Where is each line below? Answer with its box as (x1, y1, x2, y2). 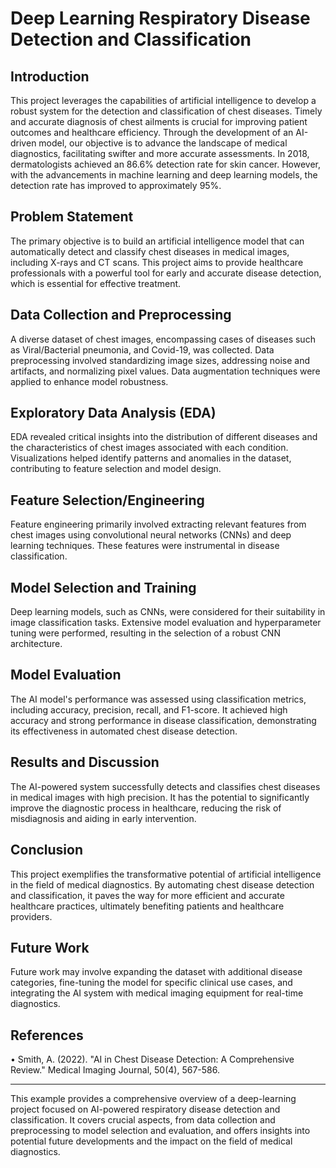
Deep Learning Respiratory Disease (10, 7, 311, 30)
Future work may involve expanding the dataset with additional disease (10, 966, 303, 978)
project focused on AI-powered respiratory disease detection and (10, 1103, 281, 1116)
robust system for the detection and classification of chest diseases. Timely (10, 105, 323, 117)
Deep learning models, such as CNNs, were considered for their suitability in (10, 606, 326, 618)
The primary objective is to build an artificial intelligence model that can (10, 235, 305, 247)
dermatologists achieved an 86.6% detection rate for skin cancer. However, (10, 158, 322, 170)
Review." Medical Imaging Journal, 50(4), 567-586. (10, 1064, 220, 1076)
